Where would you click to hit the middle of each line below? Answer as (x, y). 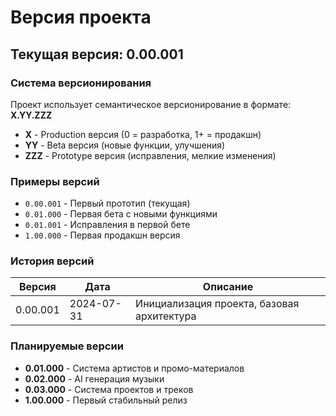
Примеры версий (55, 181)
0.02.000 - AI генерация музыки (94, 378)
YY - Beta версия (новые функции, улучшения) (125, 145)
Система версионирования (81, 83)
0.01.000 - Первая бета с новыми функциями (121, 214)
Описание (228, 287)
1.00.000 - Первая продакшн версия (102, 235)
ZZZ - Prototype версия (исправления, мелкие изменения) (150, 155)
